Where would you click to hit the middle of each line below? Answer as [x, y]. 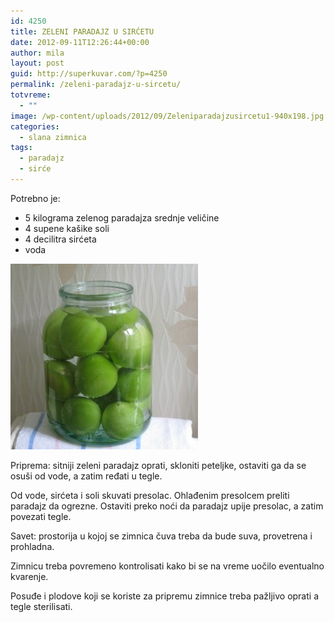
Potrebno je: [35, 198]
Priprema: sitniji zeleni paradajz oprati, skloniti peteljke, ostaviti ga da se [158, 465]
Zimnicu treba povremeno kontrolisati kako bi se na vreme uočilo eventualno [167, 566]
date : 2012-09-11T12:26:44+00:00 [80, 42]
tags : [21, 148]
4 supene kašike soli [67, 228]
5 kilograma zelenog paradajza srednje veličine [122, 217]
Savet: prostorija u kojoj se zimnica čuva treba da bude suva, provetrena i [161, 536]
